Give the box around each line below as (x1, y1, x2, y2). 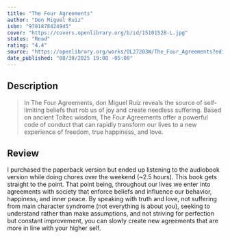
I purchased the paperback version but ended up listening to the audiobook (7, 166, 220, 174)
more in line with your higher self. (7, 224, 101, 232)
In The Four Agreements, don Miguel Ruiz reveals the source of (23, 98, 203, 106)
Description (7, 80, 58, 92)
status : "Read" (7, 36, 51, 43)
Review (7, 147, 40, 159)
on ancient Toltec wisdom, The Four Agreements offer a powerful (23, 113, 209, 121)
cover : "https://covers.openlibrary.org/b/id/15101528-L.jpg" (7, 29, 188, 36)
